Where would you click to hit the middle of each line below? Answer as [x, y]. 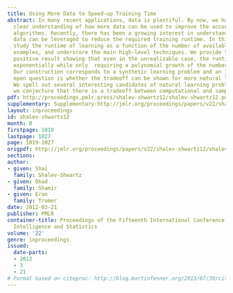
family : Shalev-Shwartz [48, 175]
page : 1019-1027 [31, 143]
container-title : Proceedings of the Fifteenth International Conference [116, 220]
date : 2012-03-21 [32, 208]
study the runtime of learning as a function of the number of [106, 46]
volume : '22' [26, 233]
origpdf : [20, 149]
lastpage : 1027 [29, 136]
